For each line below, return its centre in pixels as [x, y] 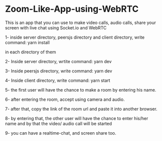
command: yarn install [27, 42]
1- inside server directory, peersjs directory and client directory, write [75, 37]
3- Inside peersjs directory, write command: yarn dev [59, 71]
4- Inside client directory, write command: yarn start [58, 80]
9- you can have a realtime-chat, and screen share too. [61, 133]
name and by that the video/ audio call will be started [58, 123]
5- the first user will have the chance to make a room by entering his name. [81, 90]
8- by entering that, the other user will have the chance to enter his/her [77, 118]
